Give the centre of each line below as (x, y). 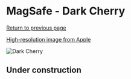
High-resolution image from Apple (49, 39)
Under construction (44, 70)
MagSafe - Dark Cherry (66, 11)
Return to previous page (36, 28)
